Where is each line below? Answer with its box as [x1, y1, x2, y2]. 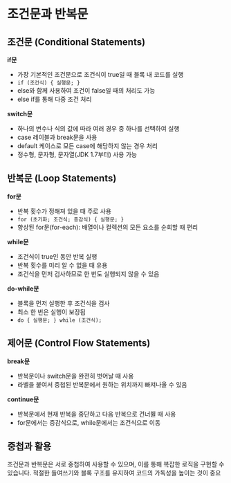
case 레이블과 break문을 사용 [17, 133, 98, 141]
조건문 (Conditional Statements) [7, 36, 146, 48]
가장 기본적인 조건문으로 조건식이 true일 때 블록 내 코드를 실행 [17, 71, 184, 78]
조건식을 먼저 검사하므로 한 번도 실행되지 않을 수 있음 [17, 269, 160, 277]
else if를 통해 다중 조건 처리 [17, 95, 92, 103]
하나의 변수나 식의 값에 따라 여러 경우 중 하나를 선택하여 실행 [17, 125, 180, 132]
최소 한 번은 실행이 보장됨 [17, 307, 86, 316]
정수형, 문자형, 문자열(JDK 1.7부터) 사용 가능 [17, 150, 137, 158]
